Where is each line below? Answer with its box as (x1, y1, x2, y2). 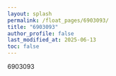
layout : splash (7, 10, 52, 18)
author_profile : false (7, 30, 74, 37)
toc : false (7, 43, 40, 50)
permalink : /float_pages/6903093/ (7, 17, 110, 24)
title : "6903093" (7, 23, 59, 30)
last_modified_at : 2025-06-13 (7, 37, 97, 44)
